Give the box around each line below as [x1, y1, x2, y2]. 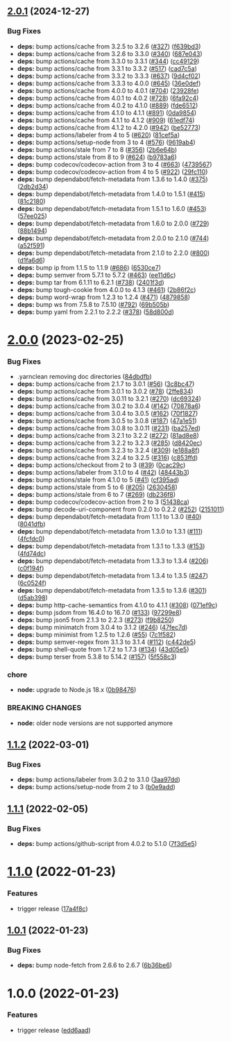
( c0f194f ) [17, 564, 44, 573]
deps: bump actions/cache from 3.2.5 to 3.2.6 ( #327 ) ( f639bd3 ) [17, 42, 201, 51]
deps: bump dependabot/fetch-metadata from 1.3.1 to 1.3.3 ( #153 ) [17, 542, 205, 550]
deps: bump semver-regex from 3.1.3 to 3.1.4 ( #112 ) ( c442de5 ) [17, 638, 196, 646]
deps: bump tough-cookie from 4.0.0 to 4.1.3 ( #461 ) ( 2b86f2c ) [17, 285, 196, 294]
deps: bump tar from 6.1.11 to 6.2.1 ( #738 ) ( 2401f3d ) [17, 278, 164, 287]
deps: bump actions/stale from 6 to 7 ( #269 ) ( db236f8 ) [17, 491, 176, 499]
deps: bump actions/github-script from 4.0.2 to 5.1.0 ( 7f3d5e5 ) [17, 840, 198, 848]
